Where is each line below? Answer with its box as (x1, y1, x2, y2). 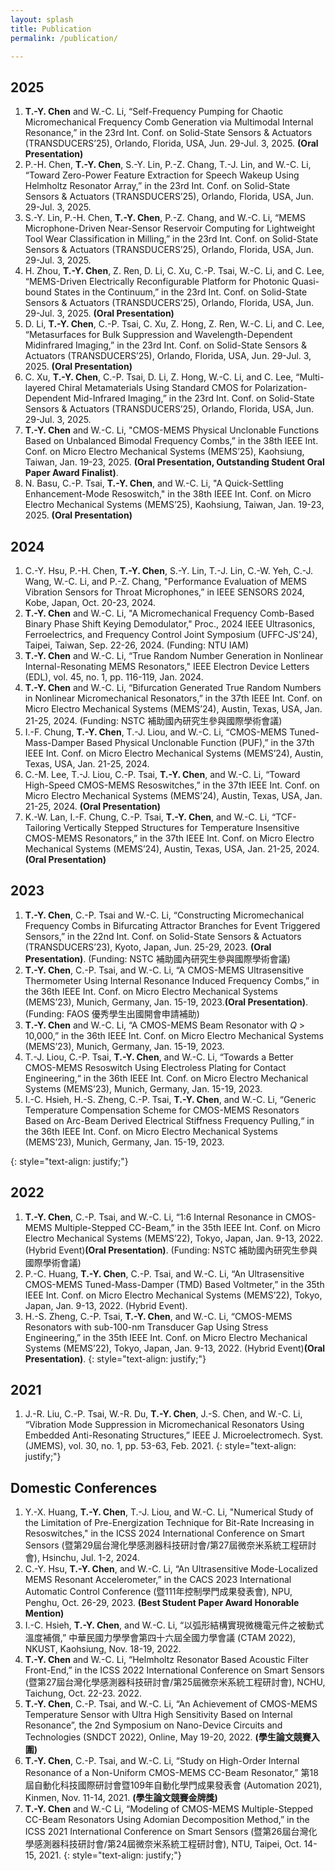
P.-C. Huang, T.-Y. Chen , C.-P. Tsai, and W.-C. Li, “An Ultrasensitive (24, 1267, 305, 1280)
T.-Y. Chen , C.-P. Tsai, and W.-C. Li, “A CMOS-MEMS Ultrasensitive (24, 964, 304, 976)
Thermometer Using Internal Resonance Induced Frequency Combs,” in (24, 974, 320, 986)
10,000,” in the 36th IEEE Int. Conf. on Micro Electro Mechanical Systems (24, 1029, 324, 1041)
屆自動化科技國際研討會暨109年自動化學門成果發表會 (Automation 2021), (24, 1779, 323, 1791)
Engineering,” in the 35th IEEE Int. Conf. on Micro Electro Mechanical (24, 1331, 308, 1343)
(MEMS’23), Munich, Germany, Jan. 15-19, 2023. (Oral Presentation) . (24, 996, 309, 1008)
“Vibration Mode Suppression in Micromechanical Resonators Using (24, 1419, 305, 1431)
